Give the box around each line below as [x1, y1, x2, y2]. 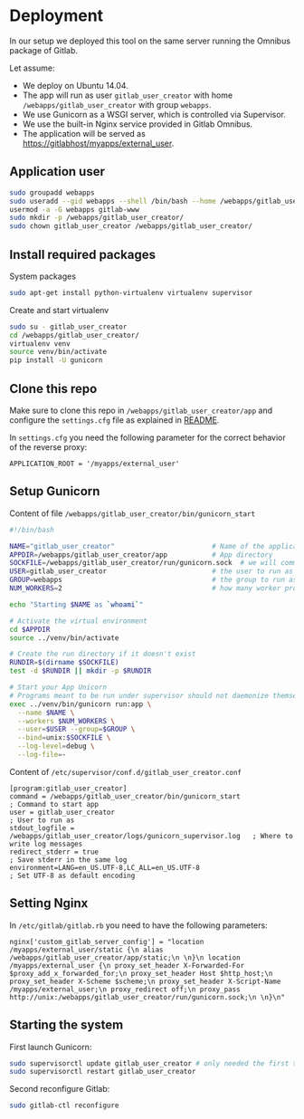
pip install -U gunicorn [9, 356, 103, 365]
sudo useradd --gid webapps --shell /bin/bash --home [9, 196, 217, 206]
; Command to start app [9, 799, 100, 808]
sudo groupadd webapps [9, 187, 95, 197]
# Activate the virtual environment [9, 617, 147, 626]
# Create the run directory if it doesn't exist [9, 649, 196, 659]
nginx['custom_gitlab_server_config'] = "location [9, 937, 204, 946]
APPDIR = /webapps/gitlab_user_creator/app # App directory [9, 550, 273, 559]
